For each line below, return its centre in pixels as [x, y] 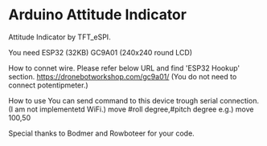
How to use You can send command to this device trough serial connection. [134, 100]
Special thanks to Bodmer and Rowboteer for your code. [101, 133]
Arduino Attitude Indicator [98, 15]
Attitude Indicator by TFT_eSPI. [60, 37]
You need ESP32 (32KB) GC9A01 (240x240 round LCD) [101, 52]
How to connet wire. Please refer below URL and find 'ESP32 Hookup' [124, 68]
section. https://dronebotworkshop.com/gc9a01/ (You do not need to [123, 76]
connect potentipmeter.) [48, 85]
